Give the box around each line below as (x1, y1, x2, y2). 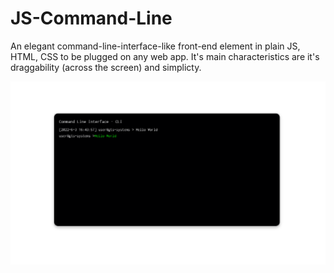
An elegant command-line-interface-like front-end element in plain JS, (10, 40, 301, 52)
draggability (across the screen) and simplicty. (10, 61, 202, 73)
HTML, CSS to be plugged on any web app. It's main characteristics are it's (10, 50, 320, 62)
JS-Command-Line (10, 7, 173, 30)
